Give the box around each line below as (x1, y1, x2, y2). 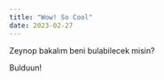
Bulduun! (9, 62, 43, 73)
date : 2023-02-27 (9, 21, 74, 30)
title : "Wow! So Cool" (9, 12, 93, 22)
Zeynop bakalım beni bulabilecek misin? (9, 45, 155, 55)
